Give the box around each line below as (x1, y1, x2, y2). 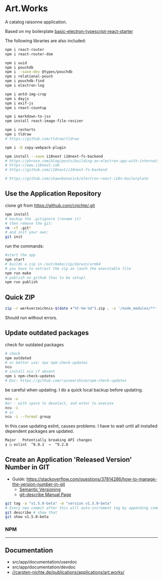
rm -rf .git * (5, 225, 32, 231)
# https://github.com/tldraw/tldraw (5, 136, 79, 141)
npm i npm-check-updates (5, 374, 55, 379)
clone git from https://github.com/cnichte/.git (5, 202, 96, 208)
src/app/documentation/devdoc (12, 564, 76, 570)
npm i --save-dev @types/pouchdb (5, 69, 73, 74)
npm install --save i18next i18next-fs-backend (5, 154, 103, 159)
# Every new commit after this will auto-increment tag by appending (5, 505, 149, 510)
